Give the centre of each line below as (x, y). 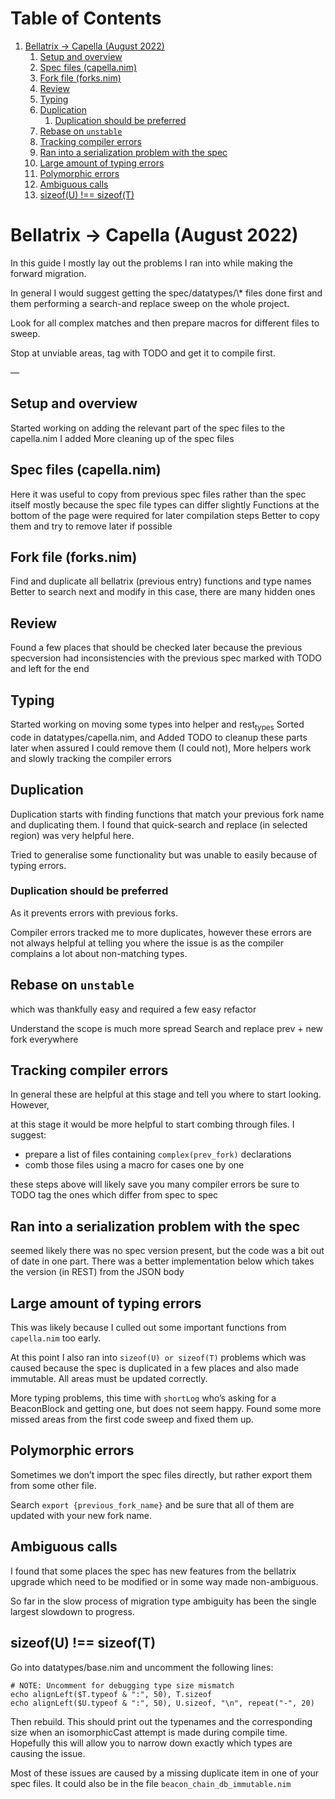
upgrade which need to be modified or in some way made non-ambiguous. (164, 1581)
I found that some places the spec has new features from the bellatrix (153, 1571)
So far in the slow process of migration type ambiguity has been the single (163, 1601)
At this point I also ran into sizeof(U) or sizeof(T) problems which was (158, 1358)
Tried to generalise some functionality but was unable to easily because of (164, 854)
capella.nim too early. (56, 1338)
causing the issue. (48, 1753)
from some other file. (53, 1485)
